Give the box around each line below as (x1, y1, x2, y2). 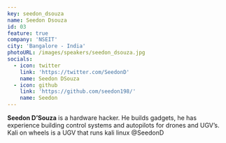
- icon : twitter (13, 62, 61, 69)
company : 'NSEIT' (7, 36, 58, 43)
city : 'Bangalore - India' (7, 43, 86, 50)
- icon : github (13, 82, 58, 89)
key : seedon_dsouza (7, 10, 64, 17)
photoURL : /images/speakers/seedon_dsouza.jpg (7, 50, 146, 57)
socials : (7, 56, 33, 63)
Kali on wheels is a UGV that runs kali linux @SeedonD (7, 128, 164, 137)
